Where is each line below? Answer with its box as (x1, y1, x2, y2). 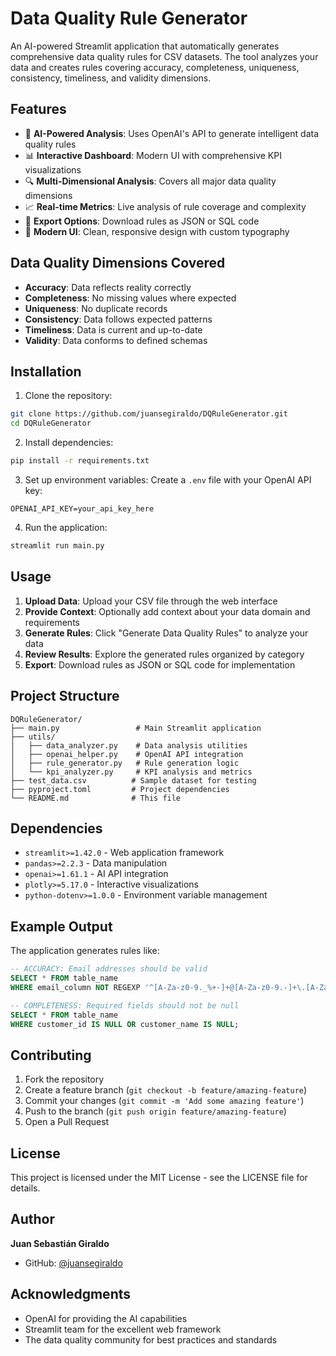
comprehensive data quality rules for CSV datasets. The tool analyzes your (10, 50, 319, 62)
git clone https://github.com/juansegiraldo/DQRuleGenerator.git (10, 409, 288, 419)
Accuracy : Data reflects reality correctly (24, 281, 192, 293)
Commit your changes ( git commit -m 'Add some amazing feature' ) (24, 1095, 305, 1107)
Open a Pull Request (24, 1116, 110, 1128)
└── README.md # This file (10, 793, 182, 803)
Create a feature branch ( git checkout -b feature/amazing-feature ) (24, 1084, 308, 1096)
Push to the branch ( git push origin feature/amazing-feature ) (24, 1105, 287, 1117)
